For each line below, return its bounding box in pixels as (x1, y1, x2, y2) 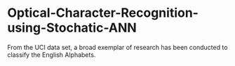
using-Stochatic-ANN (7, 20, 137, 36)
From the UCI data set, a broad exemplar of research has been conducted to (7, 43, 228, 51)
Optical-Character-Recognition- (7, 5, 199, 21)
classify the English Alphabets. (7, 51, 96, 59)
